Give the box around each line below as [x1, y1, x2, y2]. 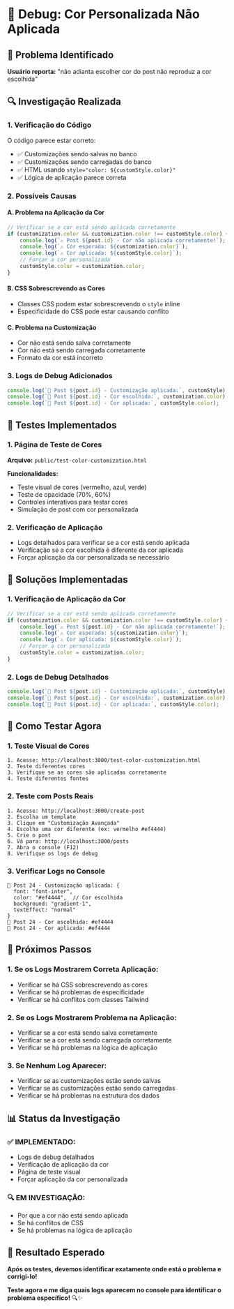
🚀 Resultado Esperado [7, 1246, 105, 1258]
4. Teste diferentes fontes [7, 775, 89, 782]
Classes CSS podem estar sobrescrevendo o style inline [17, 300, 180, 308]
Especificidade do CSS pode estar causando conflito [17, 307, 169, 316]
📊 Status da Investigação [7, 1112, 120, 1124]
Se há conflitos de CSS [17, 1219, 84, 1227]
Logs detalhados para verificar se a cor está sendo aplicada [17, 539, 190, 547]
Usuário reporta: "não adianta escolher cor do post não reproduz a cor [7, 68, 212, 75]
